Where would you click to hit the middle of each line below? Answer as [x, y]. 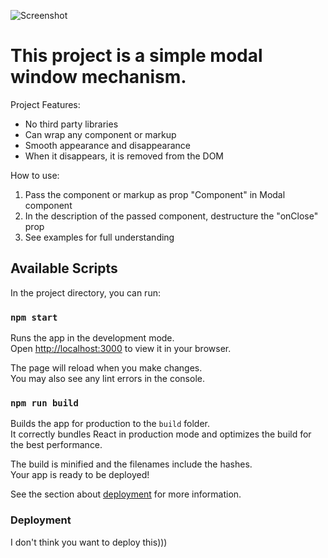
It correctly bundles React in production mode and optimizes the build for [161, 434]
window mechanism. [98, 77]
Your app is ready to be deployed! [80, 475]
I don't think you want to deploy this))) [89, 542]
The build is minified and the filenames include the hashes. [131, 464]
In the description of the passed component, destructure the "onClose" [171, 216]
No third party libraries [71, 124]
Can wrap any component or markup [100, 134]
